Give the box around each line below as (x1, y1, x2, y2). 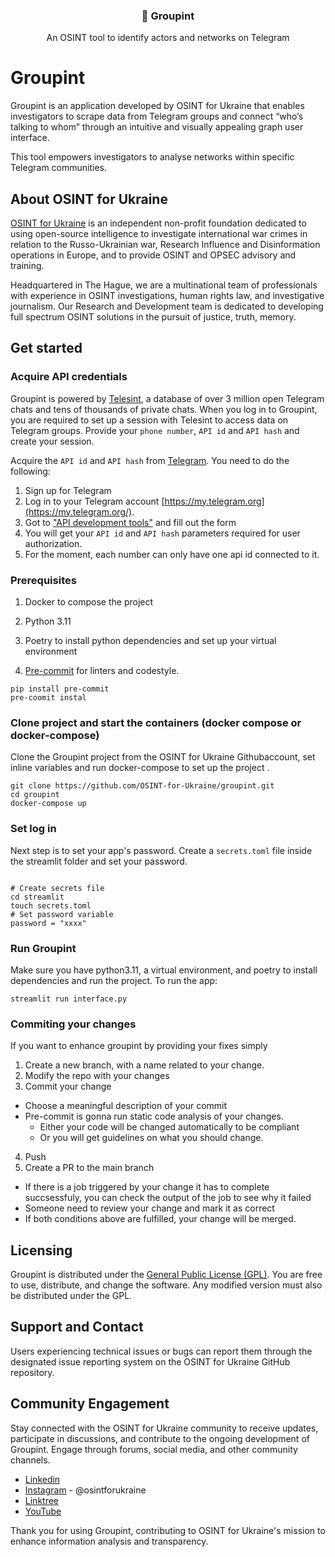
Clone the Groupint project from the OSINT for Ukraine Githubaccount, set (10, 751, 316, 763)
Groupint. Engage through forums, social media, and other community (10, 1443, 298, 1455)
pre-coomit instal (10, 693, 87, 703)
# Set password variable (10, 909, 114, 919)
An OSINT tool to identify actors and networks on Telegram (46, 32, 290, 44)
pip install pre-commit (10, 684, 110, 694)
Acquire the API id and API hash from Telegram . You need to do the (10, 454, 290, 466)
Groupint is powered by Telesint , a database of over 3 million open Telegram (10, 392, 325, 404)
